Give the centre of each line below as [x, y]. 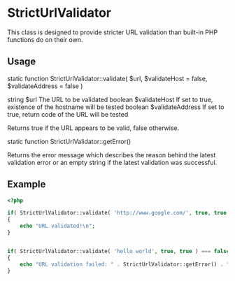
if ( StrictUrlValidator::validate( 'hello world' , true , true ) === [109, 251]
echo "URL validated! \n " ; [58, 226]
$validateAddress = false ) [45, 86]
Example [27, 184]
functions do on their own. [45, 39]
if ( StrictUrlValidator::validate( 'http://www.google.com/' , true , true [117, 213]
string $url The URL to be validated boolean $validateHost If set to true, [110, 99]
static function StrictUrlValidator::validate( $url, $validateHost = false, [107, 78]
